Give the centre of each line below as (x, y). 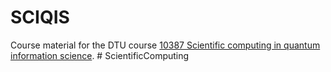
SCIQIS (40, 17)
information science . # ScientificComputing (100, 55)
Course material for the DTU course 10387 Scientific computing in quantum (165, 45)
